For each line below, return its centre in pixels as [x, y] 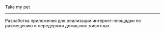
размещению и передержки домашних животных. [58, 26]
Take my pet [18, 7]
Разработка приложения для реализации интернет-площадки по [73, 21]
